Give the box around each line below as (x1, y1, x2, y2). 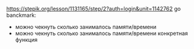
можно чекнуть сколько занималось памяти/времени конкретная (15, 30, 188, 37)
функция (15, 36, 38, 43)
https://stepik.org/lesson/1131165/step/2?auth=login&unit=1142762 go (6, 5, 181, 12)
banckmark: (6, 11, 37, 19)
